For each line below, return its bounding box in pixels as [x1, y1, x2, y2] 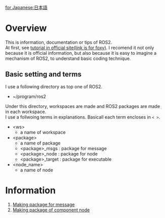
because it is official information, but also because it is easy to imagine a [5, 50, 157, 56]
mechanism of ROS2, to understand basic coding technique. [5, 55, 131, 61]
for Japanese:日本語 [5, 5, 48, 10]
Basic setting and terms [5, 70, 82, 79]
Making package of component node [12, 207, 90, 213]
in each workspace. [5, 108, 47, 115]
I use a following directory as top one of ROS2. [5, 83, 103, 90]
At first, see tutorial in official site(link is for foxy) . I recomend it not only [5, 45, 154, 51]
